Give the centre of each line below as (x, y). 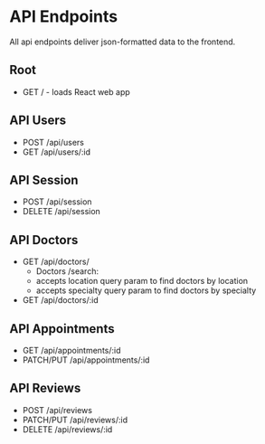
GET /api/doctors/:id (61, 300)
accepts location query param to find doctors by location (142, 281)
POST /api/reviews (57, 410)
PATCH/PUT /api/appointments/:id (86, 360)
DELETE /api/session (62, 212)
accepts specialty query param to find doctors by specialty (146, 290)
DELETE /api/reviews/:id (67, 429)
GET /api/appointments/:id (71, 350)
